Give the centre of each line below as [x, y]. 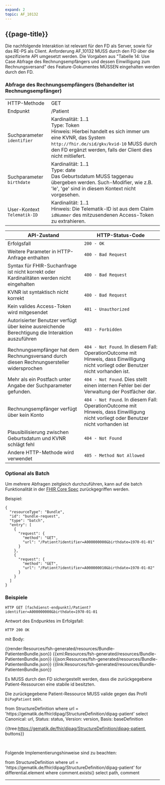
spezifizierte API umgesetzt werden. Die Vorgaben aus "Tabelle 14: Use [77, 57]
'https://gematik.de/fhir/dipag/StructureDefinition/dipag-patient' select [77, 714]
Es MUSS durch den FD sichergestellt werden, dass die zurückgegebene [79, 679]
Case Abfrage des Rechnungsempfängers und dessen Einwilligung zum [78, 61]
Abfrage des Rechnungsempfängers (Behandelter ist [69, 85]
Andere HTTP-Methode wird [41, 452]
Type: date [63, 170]
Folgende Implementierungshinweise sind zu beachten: [61, 753]
